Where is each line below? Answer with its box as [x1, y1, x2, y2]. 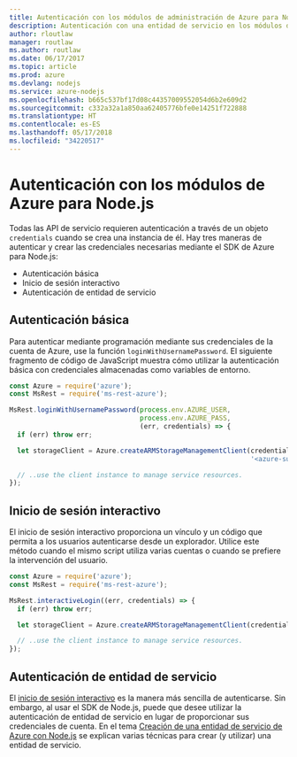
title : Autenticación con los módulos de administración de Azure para [9, 12, 278, 22]
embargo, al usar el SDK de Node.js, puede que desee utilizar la [9, 702, 242, 713]
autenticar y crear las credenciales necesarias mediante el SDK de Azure [9, 241, 275, 252]
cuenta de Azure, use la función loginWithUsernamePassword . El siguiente [9, 345, 273, 356]
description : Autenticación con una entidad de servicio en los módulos [9, 21, 283, 30]
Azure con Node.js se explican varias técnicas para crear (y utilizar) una [9, 730, 271, 740]
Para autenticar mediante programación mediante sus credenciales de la [9, 336, 274, 346]
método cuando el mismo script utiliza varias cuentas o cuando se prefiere [9, 545, 281, 556]
